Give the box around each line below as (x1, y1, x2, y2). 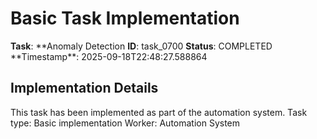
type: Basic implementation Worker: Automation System (10, 117, 241, 129)
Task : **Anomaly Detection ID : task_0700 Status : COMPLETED (10, 40, 273, 52)
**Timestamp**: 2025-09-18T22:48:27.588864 (10, 50, 208, 62)
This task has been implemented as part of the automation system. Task (10, 106, 308, 118)
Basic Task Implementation (10, 7, 240, 30)
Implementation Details (10, 80, 159, 97)
